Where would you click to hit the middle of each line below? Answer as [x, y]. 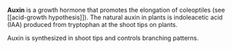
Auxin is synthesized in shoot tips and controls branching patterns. [103, 38]
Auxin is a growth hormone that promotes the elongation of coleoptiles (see [116, 10]
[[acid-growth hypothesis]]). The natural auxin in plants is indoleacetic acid [115, 17]
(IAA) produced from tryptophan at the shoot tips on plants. [92, 24]
